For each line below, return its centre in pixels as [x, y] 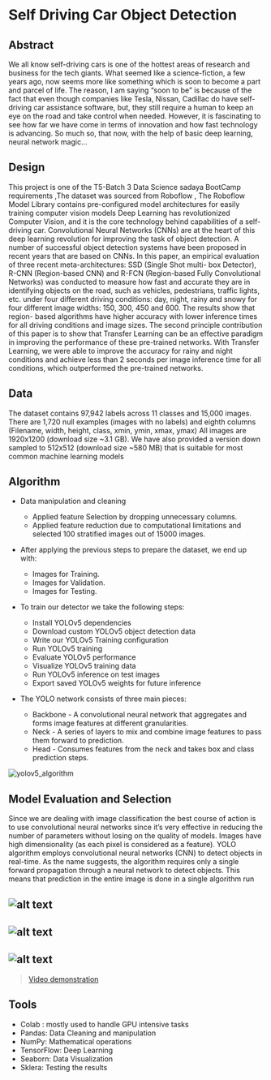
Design [27, 168]
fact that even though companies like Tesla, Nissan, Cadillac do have [123, 99]
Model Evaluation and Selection [90, 799]
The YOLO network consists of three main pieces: [103, 699]
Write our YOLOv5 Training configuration [100, 640]
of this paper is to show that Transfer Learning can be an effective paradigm [136, 333]
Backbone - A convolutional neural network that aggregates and [140, 715]
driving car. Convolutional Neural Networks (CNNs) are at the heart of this [132, 230]
